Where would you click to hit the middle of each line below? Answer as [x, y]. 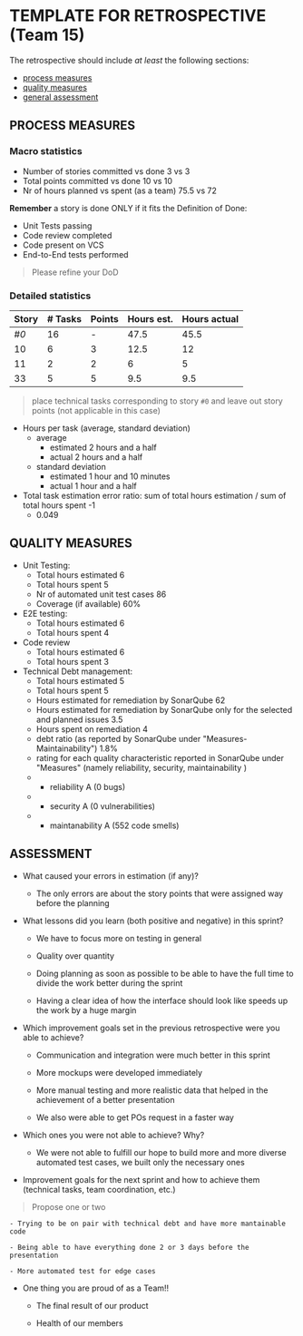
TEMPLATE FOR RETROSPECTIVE [138, 16]
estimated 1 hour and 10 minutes [110, 476]
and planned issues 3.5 [79, 719]
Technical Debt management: [78, 671]
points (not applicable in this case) [96, 410]
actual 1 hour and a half [93, 485]
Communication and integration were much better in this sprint [153, 1055]
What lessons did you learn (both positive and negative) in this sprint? [153, 921]
